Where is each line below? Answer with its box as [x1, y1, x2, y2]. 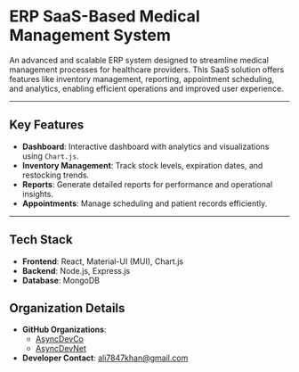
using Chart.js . [21, 150, 79, 161]
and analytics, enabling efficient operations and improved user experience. [9, 83, 284, 94]
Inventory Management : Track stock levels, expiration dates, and [21, 160, 263, 170]
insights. [21, 188, 53, 199]
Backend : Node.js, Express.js [21, 265, 131, 276]
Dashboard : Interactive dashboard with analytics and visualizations [21, 141, 270, 152]
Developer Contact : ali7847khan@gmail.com [21, 352, 189, 363]
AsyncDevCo [35, 334, 85, 344]
